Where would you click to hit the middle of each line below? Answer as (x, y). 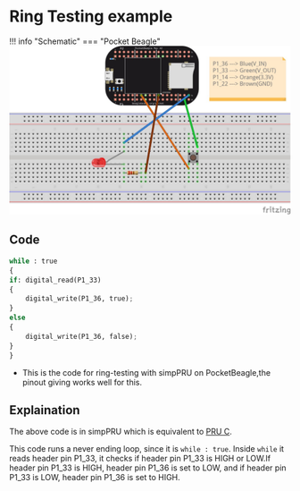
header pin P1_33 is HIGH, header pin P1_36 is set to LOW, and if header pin (148, 468)
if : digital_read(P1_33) (55, 280)
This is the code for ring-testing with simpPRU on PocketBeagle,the (146, 372)
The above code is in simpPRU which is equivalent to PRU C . (121, 432)
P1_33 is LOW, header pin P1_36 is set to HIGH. (95, 478)
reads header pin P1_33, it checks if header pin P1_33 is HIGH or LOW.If (140, 459)
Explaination (45, 410)
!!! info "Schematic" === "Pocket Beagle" (85, 41)
